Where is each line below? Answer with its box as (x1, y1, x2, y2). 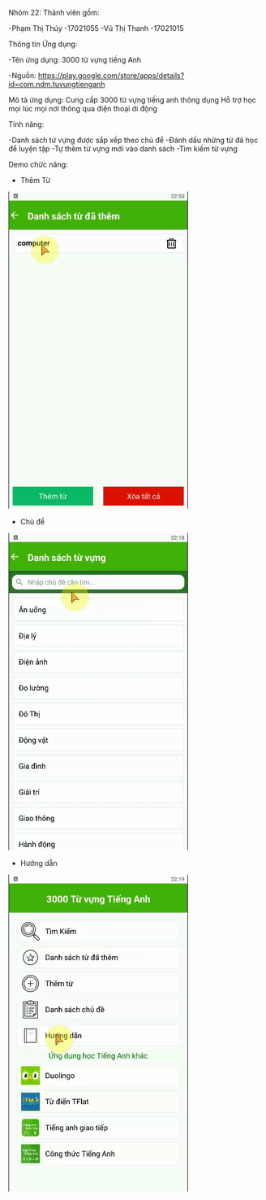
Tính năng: (8, 120, 45, 129)
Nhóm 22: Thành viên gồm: (8, 8, 100, 17)
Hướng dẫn (19, 859, 58, 867)
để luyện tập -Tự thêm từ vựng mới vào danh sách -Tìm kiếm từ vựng (8, 144, 238, 154)
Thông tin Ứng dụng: (8, 39, 78, 49)
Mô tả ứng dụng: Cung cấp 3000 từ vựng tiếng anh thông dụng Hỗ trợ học (8, 95, 257, 105)
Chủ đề (19, 517, 45, 526)
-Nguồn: (8, 71, 36, 80)
